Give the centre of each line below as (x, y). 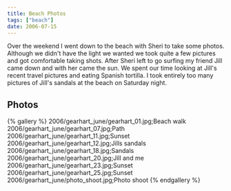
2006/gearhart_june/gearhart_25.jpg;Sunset (70, 173)
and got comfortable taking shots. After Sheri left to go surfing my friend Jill (115, 61)
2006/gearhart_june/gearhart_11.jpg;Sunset (69, 136)
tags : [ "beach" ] (30, 20)
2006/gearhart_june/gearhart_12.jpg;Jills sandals (77, 143)
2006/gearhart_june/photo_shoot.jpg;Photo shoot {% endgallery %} (104, 180)
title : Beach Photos (37, 13)
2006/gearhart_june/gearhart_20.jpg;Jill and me (76, 158)
